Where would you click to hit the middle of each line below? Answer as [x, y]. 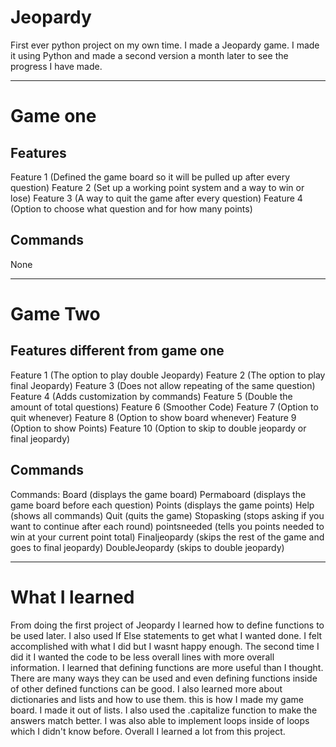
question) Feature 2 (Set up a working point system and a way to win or [157, 187]
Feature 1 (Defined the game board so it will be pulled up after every [150, 177]
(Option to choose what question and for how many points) [131, 208]
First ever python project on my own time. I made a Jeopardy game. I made [165, 45]
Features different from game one [117, 351]
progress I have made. [56, 66]
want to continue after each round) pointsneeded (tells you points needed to [167, 526]
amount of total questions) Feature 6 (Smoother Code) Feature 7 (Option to [164, 407]
